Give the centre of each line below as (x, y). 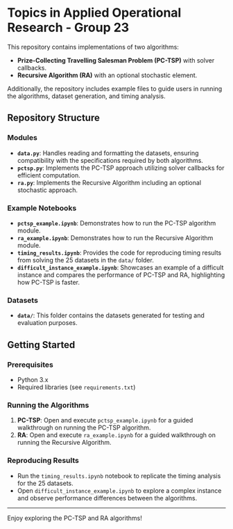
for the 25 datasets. (45, 483)
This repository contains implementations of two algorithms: (93, 47)
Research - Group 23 (68, 27)
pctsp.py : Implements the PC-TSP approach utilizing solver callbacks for (121, 168)
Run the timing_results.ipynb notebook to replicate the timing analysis (119, 475)
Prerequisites (30, 365)
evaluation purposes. (47, 323)
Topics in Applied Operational (94, 13)
